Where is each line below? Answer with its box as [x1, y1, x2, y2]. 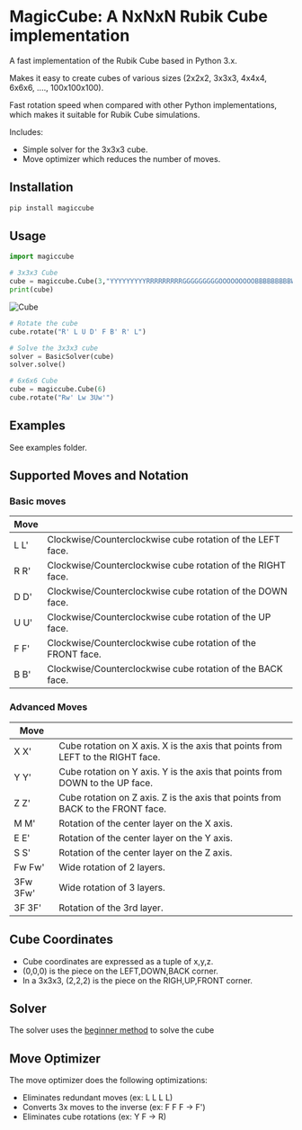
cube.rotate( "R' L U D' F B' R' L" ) [9, 327, 147, 336]
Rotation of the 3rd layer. [58, 901, 164, 914]
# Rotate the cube [9, 318, 78, 327]
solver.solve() [9, 360, 67, 370]
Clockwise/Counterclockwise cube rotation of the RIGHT [47, 560, 286, 572]
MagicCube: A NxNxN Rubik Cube [9, 6, 268, 27]
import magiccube [9, 252, 75, 262]
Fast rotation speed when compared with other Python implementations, [9, 99, 277, 110]
